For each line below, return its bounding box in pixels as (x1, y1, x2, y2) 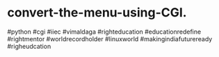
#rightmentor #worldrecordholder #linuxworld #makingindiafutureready (7, 34, 213, 43)
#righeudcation (7, 42, 51, 50)
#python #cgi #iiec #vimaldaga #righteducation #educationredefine (7, 27, 202, 36)
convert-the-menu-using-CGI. (7, 5, 187, 21)
